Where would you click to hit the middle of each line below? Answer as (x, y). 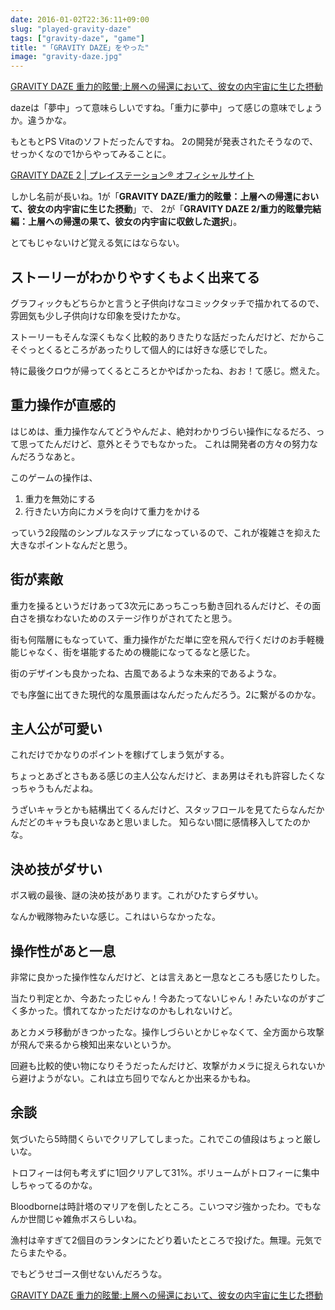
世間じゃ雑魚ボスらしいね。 (84, 1218)
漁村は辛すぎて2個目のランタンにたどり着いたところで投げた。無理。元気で (166, 1240)
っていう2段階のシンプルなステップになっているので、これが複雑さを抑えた (166, 532)
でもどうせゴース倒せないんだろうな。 (89, 1273)
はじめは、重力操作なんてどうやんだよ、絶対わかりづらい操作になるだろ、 (163, 431)
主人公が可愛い (56, 728)
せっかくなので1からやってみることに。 (91, 154)
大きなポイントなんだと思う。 (71, 545)
